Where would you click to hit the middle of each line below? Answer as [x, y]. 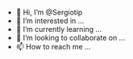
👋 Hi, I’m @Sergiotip [49, 12]
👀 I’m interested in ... [50, 21]
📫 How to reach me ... [53, 47]
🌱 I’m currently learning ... [59, 29]
